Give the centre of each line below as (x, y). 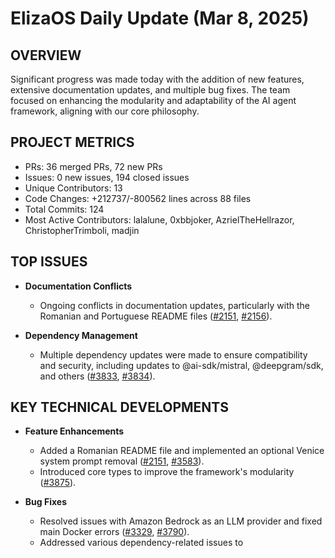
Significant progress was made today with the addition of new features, (157, 79)
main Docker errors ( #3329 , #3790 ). (114, 532)
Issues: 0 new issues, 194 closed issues (107, 177)
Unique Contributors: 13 (73, 188)
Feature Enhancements (74, 431)
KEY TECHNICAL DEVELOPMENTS (119, 407)
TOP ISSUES (49, 262)
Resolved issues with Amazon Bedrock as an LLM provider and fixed (181, 521)
